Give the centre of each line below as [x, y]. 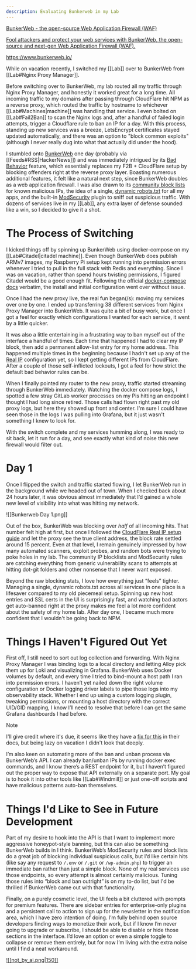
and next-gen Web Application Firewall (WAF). [80, 46]
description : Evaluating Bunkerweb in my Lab [62, 11]
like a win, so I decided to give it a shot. [54, 209]
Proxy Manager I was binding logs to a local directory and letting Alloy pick [96, 664]
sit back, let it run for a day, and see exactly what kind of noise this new [92, 438]
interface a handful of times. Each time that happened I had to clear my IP [95, 341]
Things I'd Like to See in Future [82, 809]
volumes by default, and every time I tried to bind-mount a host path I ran [94, 676]
